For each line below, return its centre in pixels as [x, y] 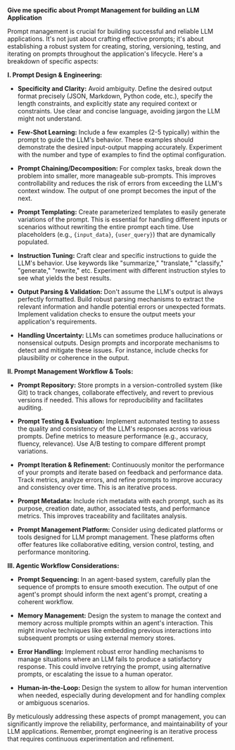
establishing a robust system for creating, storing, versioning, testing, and [114, 46]
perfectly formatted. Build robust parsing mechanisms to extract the [116, 299]
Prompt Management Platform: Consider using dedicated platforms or [120, 529]
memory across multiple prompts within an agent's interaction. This [115, 623]
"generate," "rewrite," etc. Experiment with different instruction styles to [122, 270]
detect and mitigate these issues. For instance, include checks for [113, 350]
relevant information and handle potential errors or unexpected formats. [121, 307]
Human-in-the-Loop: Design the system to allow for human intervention [122, 688]
